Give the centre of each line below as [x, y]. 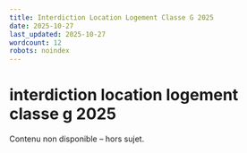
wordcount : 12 [36, 42]
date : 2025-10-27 [42, 26]
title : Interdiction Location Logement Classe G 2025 [112, 17]
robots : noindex [39, 51]
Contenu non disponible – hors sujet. [77, 139]
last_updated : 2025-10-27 [57, 34]
